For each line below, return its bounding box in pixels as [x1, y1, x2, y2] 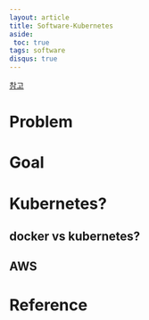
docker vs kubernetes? [9, 228, 141, 243]
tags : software [9, 46, 66, 55]
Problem [9, 112, 73, 132]
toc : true [12, 37, 50, 47]
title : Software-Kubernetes [9, 21, 114, 30]
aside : [9, 29, 34, 38]
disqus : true [9, 54, 58, 63]
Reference [9, 295, 87, 315]
